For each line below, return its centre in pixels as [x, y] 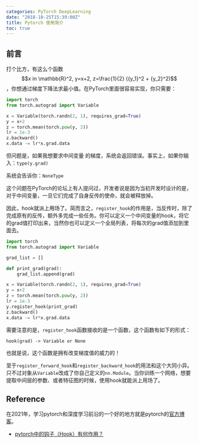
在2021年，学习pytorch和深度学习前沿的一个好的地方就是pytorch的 [88, 414]
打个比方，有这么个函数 [35, 69]
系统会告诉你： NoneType [35, 176]
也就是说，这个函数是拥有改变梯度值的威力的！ [63, 352]
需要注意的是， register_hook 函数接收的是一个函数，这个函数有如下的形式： [98, 330]
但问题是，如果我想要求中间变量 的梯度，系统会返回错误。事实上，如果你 [95, 156]
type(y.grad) [33, 163]
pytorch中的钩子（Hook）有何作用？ [59, 434]
